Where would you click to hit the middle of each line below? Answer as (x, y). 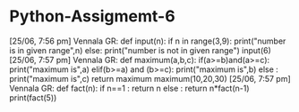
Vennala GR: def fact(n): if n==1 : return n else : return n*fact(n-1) (129, 88)
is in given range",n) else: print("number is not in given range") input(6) (140, 50)
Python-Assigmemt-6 (93, 16)
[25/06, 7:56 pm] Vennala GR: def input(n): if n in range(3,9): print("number (148, 41)
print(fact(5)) (33, 97)
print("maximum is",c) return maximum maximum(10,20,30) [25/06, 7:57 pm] (150, 78)
